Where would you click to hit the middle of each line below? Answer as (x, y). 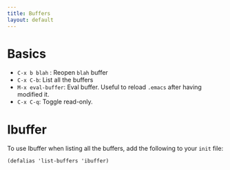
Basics (27, 54)
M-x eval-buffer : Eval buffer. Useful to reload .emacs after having (109, 87)
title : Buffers (29, 13)
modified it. (33, 95)
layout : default (30, 20)
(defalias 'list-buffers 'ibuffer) (58, 161)
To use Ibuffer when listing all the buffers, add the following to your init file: (115, 149)
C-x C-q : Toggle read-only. (55, 102)
